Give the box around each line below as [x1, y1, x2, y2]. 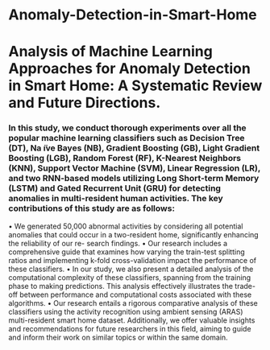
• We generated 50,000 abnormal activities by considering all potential [8, 221, 243, 231]
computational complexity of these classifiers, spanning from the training [8, 272, 251, 282]
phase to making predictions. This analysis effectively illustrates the [8, 281, 234, 290]
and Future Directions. [8, 94, 161, 112]
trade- [235, 281, 256, 290]
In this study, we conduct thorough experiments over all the [8, 122, 247, 134]
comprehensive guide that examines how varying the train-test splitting [8, 247, 245, 257]
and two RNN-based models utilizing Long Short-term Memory [8, 173, 260, 184]
